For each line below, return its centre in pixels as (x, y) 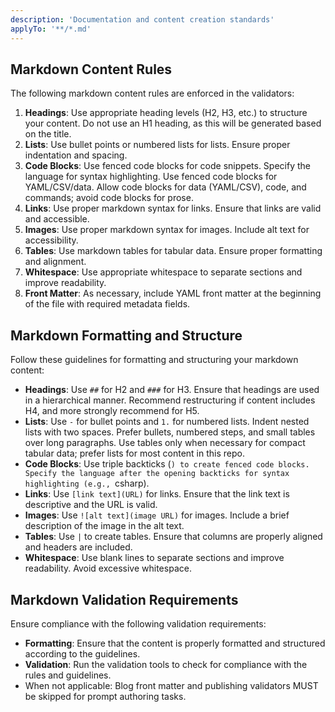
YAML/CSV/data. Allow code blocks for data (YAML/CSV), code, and (165, 187)
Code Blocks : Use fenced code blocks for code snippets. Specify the (167, 166)
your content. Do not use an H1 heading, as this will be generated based (173, 123)
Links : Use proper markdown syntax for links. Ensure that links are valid (173, 208)
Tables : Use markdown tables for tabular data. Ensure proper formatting (173, 251)
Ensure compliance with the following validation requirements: (138, 623)
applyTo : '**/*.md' (51, 29)
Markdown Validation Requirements (124, 599)
